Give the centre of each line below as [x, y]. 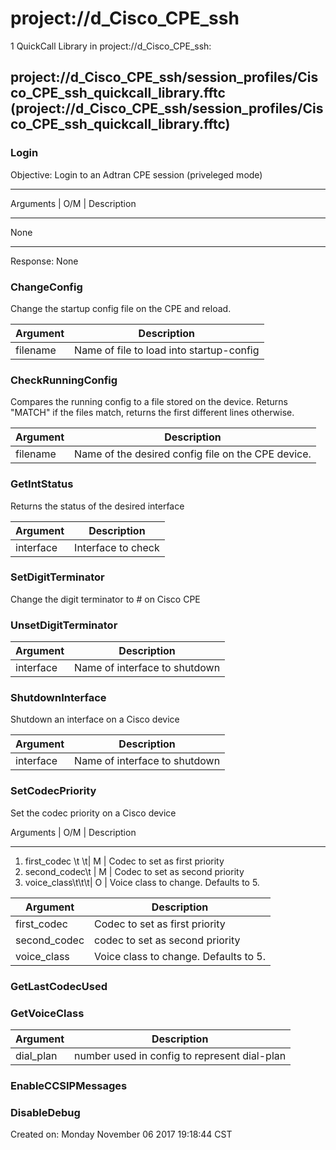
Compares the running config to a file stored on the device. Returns [149, 402]
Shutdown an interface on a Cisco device [95, 719]
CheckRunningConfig [64, 380]
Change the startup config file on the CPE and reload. [121, 308]
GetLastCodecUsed [59, 986]
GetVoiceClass [47, 1013]
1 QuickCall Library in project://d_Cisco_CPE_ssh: [111, 46]
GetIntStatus [42, 484]
